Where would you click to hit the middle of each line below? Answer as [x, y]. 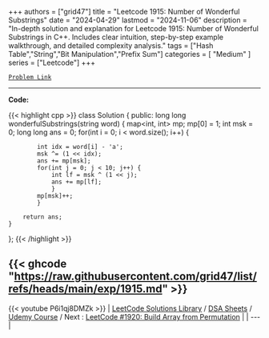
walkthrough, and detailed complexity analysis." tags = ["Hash [111, 46]
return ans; [42, 217]
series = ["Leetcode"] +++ [52, 62]
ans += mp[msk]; [64, 161]
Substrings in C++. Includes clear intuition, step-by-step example [116, 37]
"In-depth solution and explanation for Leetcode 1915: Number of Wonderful [133, 28]
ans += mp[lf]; [76, 182]
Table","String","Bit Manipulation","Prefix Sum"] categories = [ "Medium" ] [130, 54]
